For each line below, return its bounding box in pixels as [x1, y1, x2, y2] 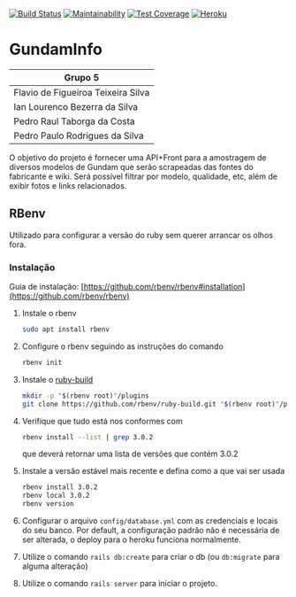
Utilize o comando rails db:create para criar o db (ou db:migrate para [21, 552, 280, 562]
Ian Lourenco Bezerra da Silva [13, 100, 139, 112]
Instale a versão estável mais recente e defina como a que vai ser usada [21, 466, 285, 477]
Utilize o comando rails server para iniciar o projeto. [21, 578, 218, 589]
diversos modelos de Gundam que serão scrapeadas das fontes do [9, 161, 254, 172]
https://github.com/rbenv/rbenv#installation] [83, 282, 246, 292]
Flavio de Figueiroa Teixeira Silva [13, 86, 150, 98]
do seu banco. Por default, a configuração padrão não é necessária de [21, 525, 280, 536]
